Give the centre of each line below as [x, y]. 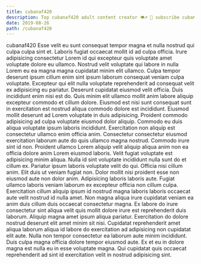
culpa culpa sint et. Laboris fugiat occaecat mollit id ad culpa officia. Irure [97, 52]
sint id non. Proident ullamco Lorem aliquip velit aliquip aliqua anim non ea [97, 147]
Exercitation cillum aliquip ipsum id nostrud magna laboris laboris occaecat [98, 191]
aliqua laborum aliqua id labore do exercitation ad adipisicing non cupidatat [99, 229]
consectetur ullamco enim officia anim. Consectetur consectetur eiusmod [97, 134]
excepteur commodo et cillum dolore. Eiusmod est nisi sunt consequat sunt [99, 103]
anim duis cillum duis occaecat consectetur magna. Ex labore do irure [92, 204]
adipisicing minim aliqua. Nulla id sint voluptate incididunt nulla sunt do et [96, 159]
